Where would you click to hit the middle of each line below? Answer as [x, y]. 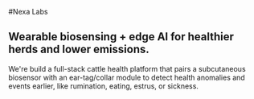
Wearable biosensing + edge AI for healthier [121, 37]
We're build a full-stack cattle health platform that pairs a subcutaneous [127, 68]
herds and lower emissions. [79, 49]
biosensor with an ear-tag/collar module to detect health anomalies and [127, 77]
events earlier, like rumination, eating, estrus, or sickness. [104, 86]
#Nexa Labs [28, 12]
